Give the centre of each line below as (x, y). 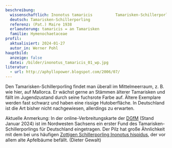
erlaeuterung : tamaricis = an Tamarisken (55, 29)
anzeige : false (26, 58)
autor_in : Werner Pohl (34, 48)
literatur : (17, 67)
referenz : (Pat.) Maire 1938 (41, 24)
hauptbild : (17, 53)
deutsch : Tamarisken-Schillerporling (50, 19)
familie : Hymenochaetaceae (39, 34)
